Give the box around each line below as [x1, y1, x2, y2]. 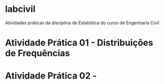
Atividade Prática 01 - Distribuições [5, 37, 153, 48]
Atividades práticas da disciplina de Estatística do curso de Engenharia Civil [5, 20, 160, 26]
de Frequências [5, 48, 70, 59]
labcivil [5, 3, 36, 15]
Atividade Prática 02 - [5, 70, 97, 82]
